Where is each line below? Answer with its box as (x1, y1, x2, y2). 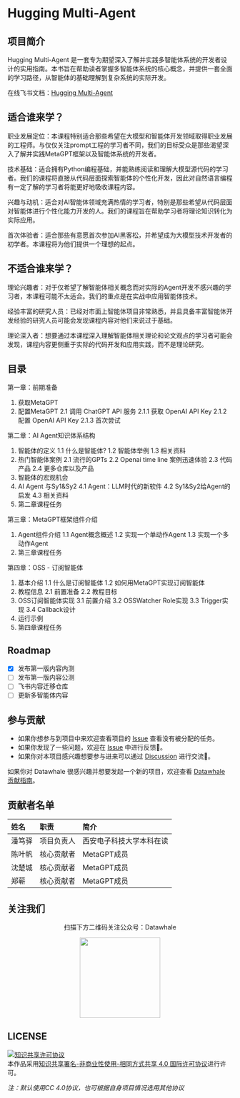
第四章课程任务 (17, 623, 62, 632)
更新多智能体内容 (17, 691, 69, 700)
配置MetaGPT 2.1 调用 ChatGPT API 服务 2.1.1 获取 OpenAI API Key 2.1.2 (17, 407, 227, 415)
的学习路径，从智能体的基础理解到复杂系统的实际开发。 (7, 74, 170, 81)
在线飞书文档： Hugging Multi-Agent (7, 89, 113, 97)
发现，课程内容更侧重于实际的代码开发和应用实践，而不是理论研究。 (7, 340, 208, 348)
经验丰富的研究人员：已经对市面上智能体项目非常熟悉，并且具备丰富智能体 (7, 307, 226, 316)
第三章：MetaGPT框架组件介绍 (7, 515, 98, 524)
